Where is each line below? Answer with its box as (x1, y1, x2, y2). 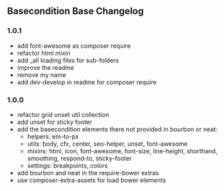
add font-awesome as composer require (16, 41, 132, 50)
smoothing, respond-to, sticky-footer (27, 154, 132, 162)
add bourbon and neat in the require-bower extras (16, 168, 160, 177)
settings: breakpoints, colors (27, 161, 108, 170)
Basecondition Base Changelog (7, 5, 144, 17)
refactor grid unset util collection (16, 110, 110, 118)
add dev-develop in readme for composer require (16, 78, 157, 86)
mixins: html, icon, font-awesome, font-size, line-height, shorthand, (27, 147, 218, 155)
